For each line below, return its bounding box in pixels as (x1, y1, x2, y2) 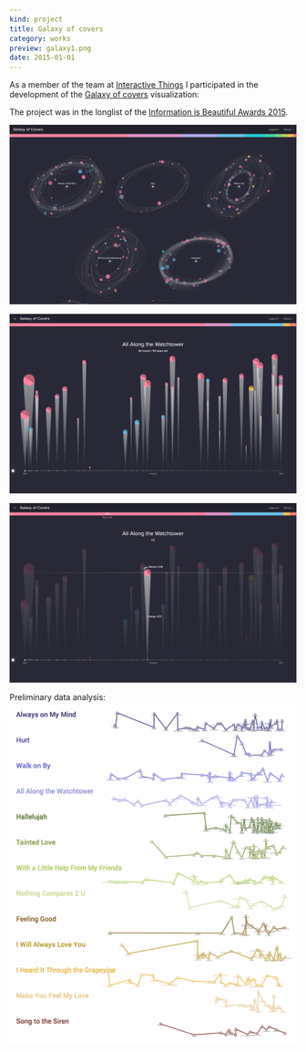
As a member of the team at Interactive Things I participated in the (9, 79, 259, 90)
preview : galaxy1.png (9, 44, 92, 53)
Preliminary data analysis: (9, 692, 107, 703)
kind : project (9, 15, 64, 24)
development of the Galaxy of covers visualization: (9, 89, 200, 100)
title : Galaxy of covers (9, 24, 104, 34)
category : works (9, 34, 71, 43)
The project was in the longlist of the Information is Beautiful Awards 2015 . (9, 107, 289, 118)
